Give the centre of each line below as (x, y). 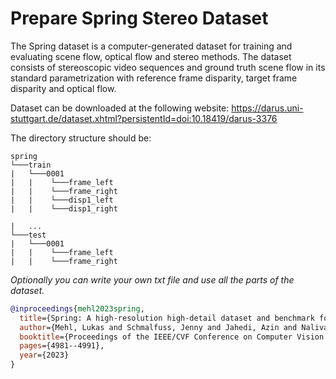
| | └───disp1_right (64, 208)
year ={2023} (44, 355)
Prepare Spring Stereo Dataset (139, 18)
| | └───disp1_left (62, 200)
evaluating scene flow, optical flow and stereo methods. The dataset (151, 56)
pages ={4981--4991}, (62, 346)
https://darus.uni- (267, 108)
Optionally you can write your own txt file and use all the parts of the (152, 279)
